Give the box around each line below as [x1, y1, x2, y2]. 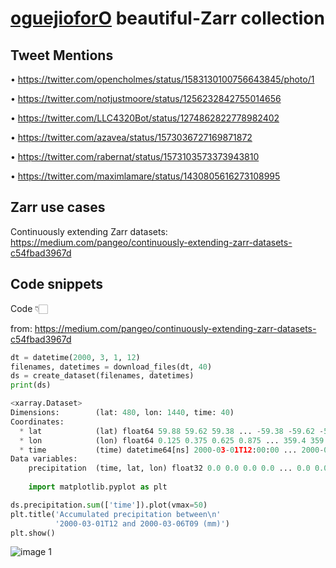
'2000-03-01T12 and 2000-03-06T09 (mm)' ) [54, 518, 230, 529]
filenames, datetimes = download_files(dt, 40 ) [10, 362, 213, 372]
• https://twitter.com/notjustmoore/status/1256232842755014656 [10, 93, 282, 104]
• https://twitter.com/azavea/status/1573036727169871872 [10, 132, 253, 143]
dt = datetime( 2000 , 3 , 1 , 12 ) [10, 352, 141, 362]
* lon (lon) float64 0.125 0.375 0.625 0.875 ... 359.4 [19, 435, 307, 446]
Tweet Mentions [10, 47, 114, 64]
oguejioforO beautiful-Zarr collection [10, 7, 325, 30]
